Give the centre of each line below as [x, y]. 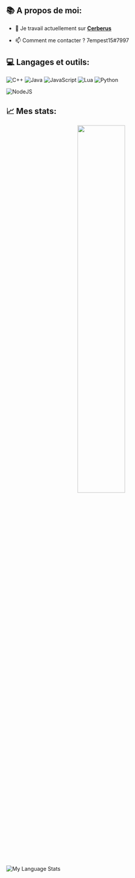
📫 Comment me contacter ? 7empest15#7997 [72, 40]
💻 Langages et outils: [48, 62]
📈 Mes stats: [31, 111]
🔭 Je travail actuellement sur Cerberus [63, 28]
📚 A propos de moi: [44, 11]
